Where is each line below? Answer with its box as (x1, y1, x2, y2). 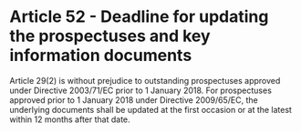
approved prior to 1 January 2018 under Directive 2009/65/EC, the (9, 94, 258, 106)
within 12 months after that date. (9, 114, 130, 125)
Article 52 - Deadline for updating (9, 6, 269, 27)
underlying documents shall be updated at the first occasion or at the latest (9, 104, 292, 115)
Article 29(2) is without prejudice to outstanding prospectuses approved (9, 75, 281, 86)
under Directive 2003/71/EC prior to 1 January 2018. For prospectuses (9, 85, 272, 96)
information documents (9, 46, 192, 66)
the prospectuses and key (9, 25, 212, 46)
